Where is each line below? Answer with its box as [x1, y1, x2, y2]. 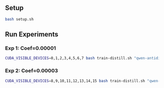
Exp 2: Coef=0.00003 [5, 68, 58, 74]
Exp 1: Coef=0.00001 [5, 45, 56, 52]
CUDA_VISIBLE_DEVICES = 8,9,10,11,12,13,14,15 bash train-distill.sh [5, 78, 145, 83]
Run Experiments [5, 30, 59, 38]
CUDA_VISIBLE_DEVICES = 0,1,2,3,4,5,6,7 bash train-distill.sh [5, 56, 132, 61]
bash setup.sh [5, 17, 34, 21]
